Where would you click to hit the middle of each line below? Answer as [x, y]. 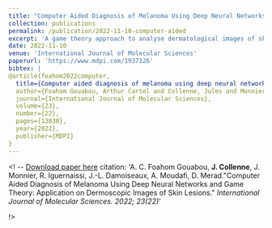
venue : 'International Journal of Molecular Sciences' [103, 53]
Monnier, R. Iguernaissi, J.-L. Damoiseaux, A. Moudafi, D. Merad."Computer [134, 175]
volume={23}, [38, 106]
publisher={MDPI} [45, 136]
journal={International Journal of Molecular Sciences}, [114, 99]
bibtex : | [25, 69]
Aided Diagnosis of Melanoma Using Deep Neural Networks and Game [126, 184]
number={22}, [38, 114]
